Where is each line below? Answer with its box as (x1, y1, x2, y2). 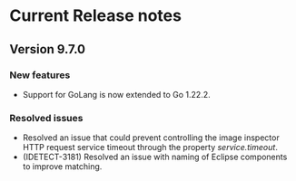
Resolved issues (9, 111, 84, 124)
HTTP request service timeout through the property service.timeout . (22, 142, 279, 153)
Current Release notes (9, 5, 182, 26)
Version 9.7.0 (9, 42, 86, 57)
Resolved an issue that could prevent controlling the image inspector (22, 132, 280, 143)
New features (9, 69, 71, 81)
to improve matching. (22, 161, 103, 172)
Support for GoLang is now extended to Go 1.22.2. (22, 89, 211, 100)
